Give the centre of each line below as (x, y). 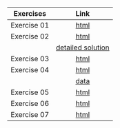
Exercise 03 (30, 59)
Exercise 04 (30, 70)
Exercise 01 (30, 25)
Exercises (30, 13)
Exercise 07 (30, 115)
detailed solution (83, 47)
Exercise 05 (30, 92)
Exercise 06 (30, 104)
